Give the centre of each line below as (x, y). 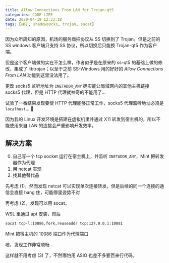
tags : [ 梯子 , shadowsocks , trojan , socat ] (50, 24)
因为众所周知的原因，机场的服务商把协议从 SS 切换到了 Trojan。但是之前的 (83, 39)
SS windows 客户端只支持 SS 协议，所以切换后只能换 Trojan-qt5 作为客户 (81, 46)
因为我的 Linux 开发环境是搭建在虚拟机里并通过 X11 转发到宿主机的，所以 (81, 119)
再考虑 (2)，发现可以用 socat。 (37, 203)
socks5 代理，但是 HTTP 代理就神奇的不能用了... (55, 92)
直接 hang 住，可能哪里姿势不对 (47, 193)
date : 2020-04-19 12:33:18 (34, 19)
